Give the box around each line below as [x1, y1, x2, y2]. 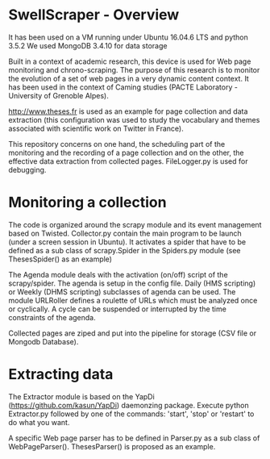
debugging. [8, 165, 47, 174]
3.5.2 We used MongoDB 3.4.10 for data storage [8, 40, 168, 50]
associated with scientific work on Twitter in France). [8, 123, 184, 133]
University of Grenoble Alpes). [8, 90, 109, 100]
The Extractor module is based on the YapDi [8, 391, 155, 401]
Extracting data [8, 365, 114, 384]
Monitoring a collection [8, 194, 167, 211]
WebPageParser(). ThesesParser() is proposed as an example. [8, 441, 216, 451]
